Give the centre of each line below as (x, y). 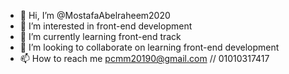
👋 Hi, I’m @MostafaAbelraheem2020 (95, 15)
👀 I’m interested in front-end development (106, 26)
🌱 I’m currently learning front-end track (100, 36)
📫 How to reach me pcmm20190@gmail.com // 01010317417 (144, 58)
